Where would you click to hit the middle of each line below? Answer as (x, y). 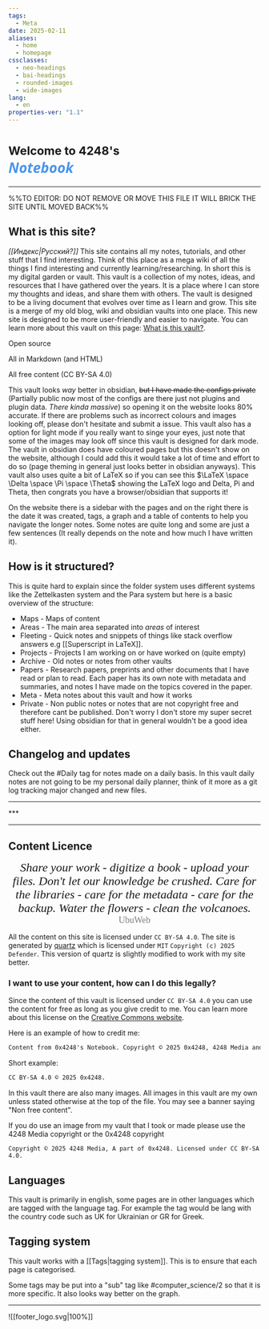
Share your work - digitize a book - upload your (134, 868)
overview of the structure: (51, 603)
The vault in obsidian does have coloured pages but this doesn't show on (129, 449)
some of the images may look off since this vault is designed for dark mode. (133, 440)
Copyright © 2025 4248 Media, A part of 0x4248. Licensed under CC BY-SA (134, 1149)
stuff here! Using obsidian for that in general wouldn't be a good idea (134, 721)
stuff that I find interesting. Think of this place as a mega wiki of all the (124, 259)
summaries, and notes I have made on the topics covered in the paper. (136, 686)
